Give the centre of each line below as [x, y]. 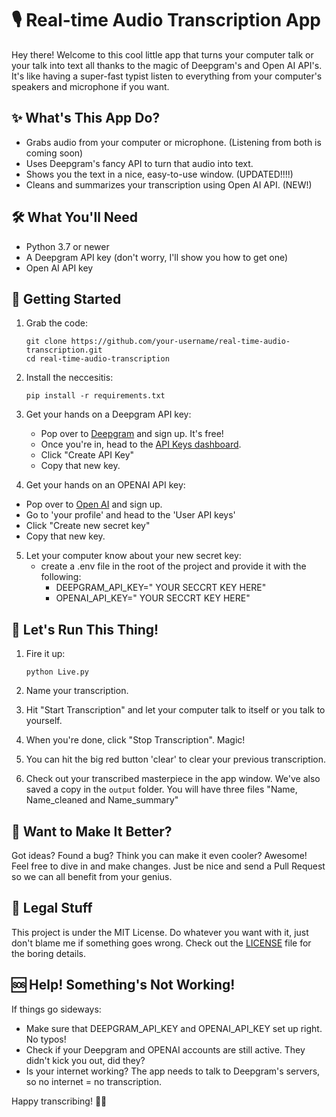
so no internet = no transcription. [94, 1081]
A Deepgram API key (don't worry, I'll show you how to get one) [157, 257]
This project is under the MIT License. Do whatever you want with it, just [160, 932]
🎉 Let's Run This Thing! [85, 629]
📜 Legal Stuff [52, 908]
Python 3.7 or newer [67, 246]
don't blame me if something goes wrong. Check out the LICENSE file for [161, 943]
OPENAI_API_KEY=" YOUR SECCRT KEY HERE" [153, 598]
